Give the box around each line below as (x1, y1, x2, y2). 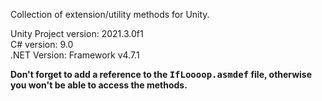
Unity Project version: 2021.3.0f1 (10, 28, 144, 39)
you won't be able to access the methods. (10, 79, 188, 91)
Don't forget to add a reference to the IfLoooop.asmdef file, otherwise (10, 69, 313, 80)
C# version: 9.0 (10, 39, 74, 50)
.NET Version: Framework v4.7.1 (10, 49, 140, 61)
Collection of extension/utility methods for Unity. (10, 9, 210, 20)
